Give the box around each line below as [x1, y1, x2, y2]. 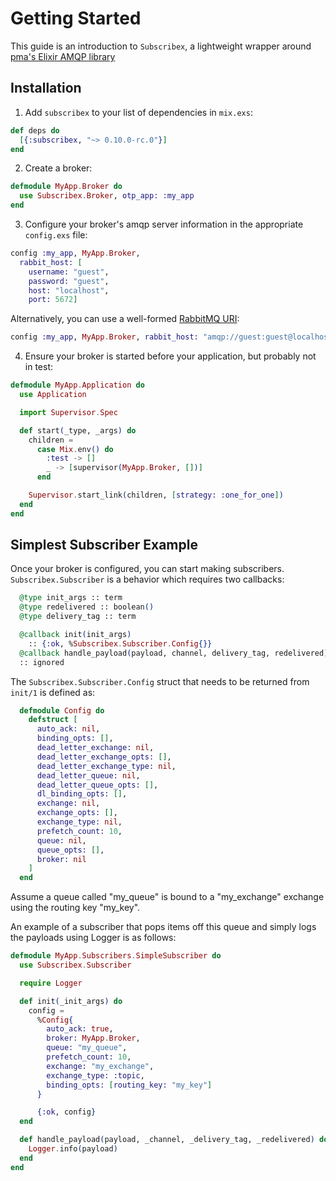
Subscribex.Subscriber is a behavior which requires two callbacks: [10, 573, 285, 586]
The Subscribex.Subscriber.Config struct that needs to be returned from [10, 675, 310, 687]
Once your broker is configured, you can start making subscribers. [10, 563, 285, 575]
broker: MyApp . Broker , [46, 1033, 141, 1044]
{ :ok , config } [36, 1107, 97, 1117]
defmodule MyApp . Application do [10, 380, 145, 391]
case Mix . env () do [36, 444, 114, 454]
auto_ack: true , [46, 1024, 114, 1034]
